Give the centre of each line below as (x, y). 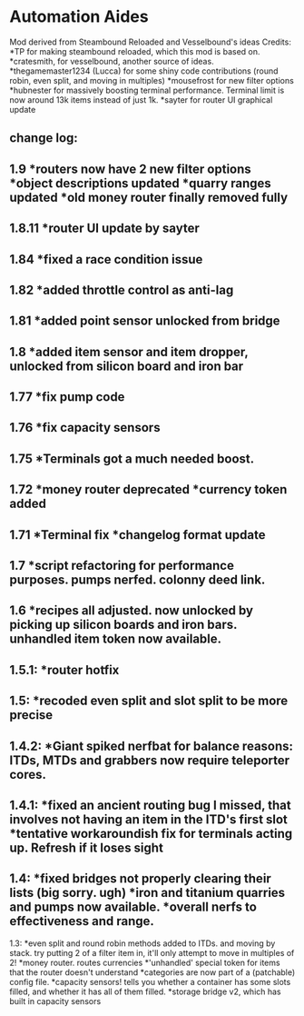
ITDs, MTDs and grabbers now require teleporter (150, 760)
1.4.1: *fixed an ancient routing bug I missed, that (151, 805)
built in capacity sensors (55, 1001)
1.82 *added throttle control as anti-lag (122, 289)
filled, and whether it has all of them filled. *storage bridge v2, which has (145, 991)
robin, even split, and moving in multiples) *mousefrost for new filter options (152, 80)
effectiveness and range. (82, 921)
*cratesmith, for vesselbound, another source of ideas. (112, 61)
